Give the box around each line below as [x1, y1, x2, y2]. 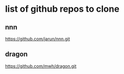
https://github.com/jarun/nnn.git [5, 36, 70, 42]
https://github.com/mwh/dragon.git [5, 63, 77, 69]
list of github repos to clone [5, 3, 120, 15]
